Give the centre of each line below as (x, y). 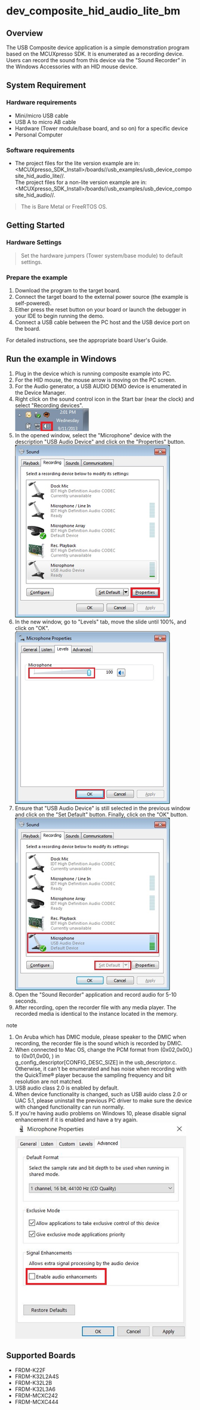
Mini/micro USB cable (41, 116)
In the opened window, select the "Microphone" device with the (93, 435)
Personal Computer (39, 134)
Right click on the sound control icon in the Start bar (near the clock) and (104, 399)
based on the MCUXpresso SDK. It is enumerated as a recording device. (95, 54)
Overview (25, 33)
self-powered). (33, 303)
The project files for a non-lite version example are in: (81, 182)
